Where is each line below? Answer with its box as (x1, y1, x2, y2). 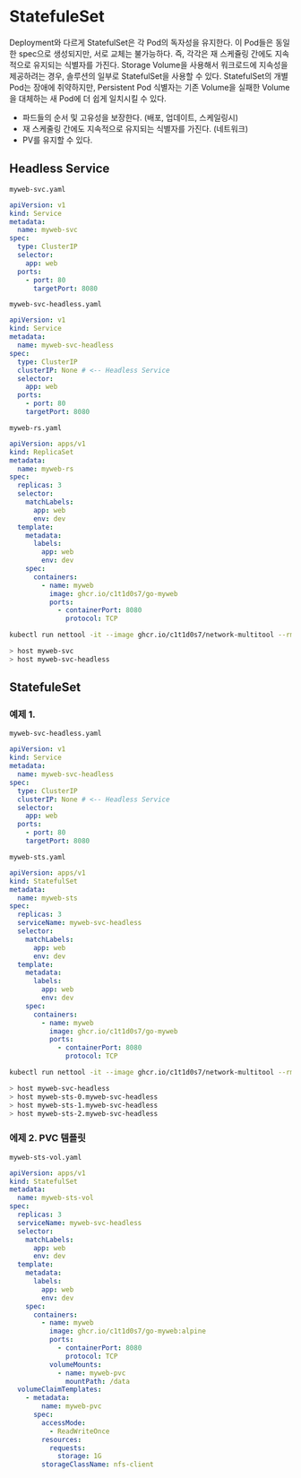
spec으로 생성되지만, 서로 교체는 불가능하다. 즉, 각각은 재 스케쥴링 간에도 (18, 48, 273, 59)
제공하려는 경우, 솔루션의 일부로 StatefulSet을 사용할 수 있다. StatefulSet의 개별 (9, 70, 288, 82)
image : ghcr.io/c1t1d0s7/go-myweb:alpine (48, 1327, 206, 1336)
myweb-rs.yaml (9, 423, 63, 432)
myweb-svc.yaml (9, 185, 66, 194)
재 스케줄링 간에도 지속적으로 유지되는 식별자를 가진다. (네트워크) (21, 123, 249, 134)
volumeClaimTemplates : (17, 1385, 102, 1395)
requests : (48, 1443, 87, 1453)
